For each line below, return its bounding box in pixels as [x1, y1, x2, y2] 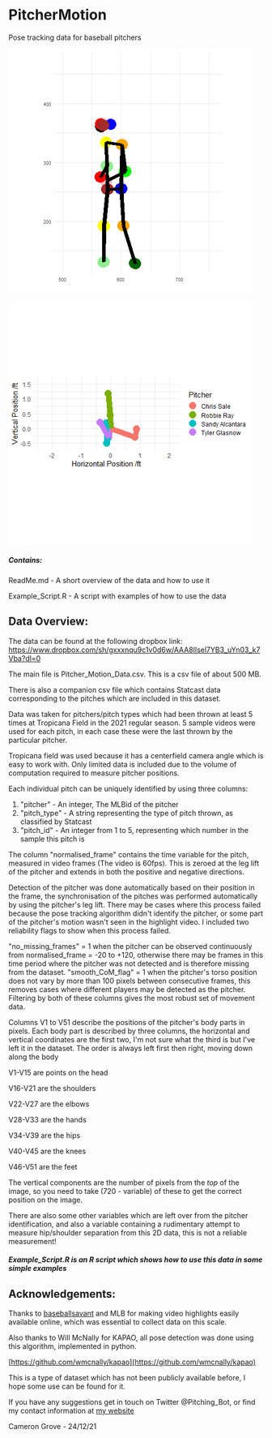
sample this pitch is [19, 834, 85, 843]
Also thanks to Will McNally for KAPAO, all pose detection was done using [8, 1333, 254, 1343]
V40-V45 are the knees [8, 1146, 87, 1156]
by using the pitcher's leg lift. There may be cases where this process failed [8, 899, 261, 909]
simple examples [8, 1264, 67, 1273]
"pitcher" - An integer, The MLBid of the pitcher [19, 799, 180, 809]
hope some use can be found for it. [8, 1381, 125, 1392]
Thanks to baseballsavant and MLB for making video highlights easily [8, 1308, 240, 1319]
